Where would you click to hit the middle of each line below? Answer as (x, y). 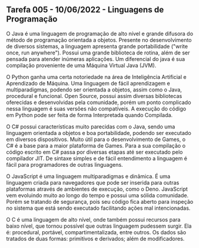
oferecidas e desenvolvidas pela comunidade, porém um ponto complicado (99, 102)
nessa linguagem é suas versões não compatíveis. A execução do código (96, 108)
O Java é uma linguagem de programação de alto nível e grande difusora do (100, 33)
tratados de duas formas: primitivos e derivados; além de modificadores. (95, 238)
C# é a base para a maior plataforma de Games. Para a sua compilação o (96, 145)
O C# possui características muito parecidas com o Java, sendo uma (91, 126)
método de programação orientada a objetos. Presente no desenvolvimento (99, 40)
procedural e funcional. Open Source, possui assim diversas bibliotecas (94, 96)
